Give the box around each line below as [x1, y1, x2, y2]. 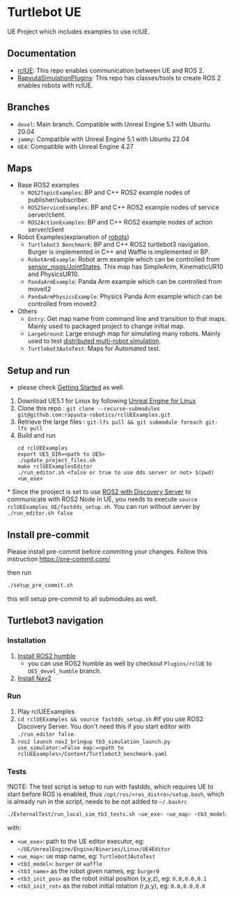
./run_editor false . [17, 729, 76, 738]
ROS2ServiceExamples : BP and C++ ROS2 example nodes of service [27, 203, 219, 212]
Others [17, 307, 38, 315]
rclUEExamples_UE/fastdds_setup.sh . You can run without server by [7, 503, 201, 511]
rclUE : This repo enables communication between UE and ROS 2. [17, 66, 205, 74]
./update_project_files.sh [17, 457, 96, 464]
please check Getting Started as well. [17, 383, 125, 392]
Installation [7, 636, 47, 645]
